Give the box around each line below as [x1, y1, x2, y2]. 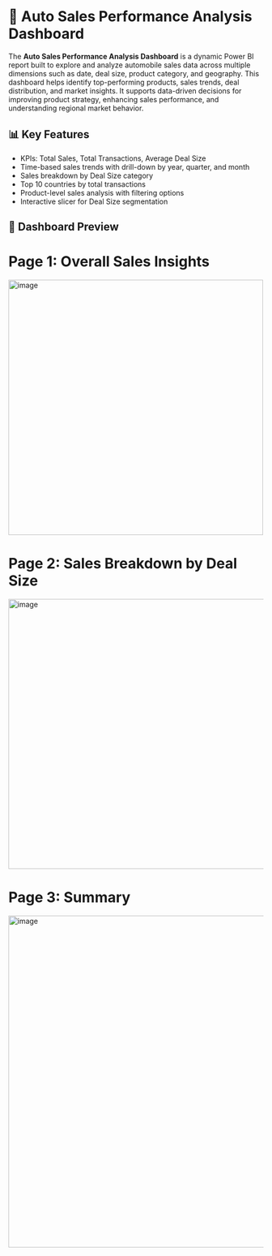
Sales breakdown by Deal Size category [19, 170, 154, 180]
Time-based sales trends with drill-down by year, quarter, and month [19, 162, 250, 171]
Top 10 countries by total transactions [19, 179, 146, 189]
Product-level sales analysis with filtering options [19, 188, 185, 197]
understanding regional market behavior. [8, 103, 144, 113]
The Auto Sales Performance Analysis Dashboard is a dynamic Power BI [8, 51, 254, 61]
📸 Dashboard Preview [8, 220, 119, 234]
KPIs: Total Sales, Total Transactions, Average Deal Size [19, 153, 206, 163]
